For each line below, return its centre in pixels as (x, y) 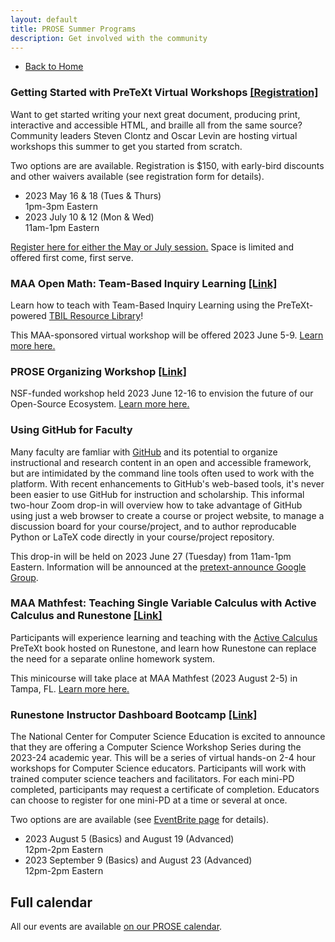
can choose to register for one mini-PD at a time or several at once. (149, 800)
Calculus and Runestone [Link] (86, 616)
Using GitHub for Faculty (71, 430)
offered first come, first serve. (72, 257)
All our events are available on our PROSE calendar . (116, 926)
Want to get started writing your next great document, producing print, (155, 114)
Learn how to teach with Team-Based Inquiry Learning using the (143, 305)
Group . (24, 577)
